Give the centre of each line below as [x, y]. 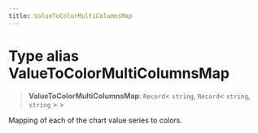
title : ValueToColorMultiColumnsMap [70, 16]
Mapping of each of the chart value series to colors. [96, 120]
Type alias [44, 56]
